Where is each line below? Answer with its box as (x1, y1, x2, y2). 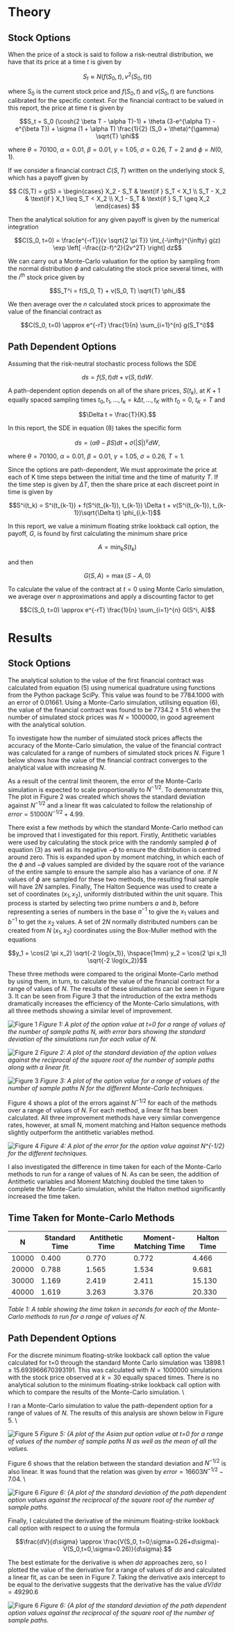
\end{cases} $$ (94, 202, 140, 211)
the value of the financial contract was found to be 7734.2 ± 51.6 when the (8, 705, 221, 714)
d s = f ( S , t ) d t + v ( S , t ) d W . (81, 372, 153, 381)
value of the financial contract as (8, 307, 102, 315)
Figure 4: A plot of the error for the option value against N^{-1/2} (40, 1141, 225, 1150)
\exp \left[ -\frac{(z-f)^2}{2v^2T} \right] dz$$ (52, 244, 183, 252)
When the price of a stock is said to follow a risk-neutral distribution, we (8, 50, 214, 58)
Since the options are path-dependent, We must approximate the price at (8, 465, 217, 473)
